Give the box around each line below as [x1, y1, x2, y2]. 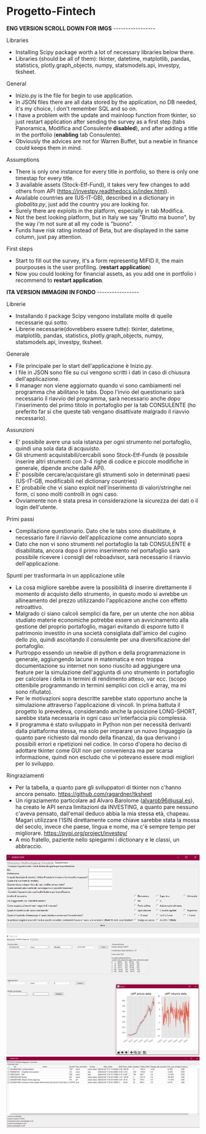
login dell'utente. [15, 503, 58, 510]
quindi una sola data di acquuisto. [15, 444, 101, 452]
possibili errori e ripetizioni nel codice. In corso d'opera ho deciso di [15, 740, 187, 748]
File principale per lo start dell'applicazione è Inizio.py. [15, 362, 153, 369]
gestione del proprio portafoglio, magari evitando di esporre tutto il [15, 622, 184, 630]
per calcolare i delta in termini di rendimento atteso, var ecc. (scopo [15, 675, 187, 682]
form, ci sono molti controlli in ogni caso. [15, 490, 118, 498]
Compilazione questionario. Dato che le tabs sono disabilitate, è [15, 527, 177, 534]
